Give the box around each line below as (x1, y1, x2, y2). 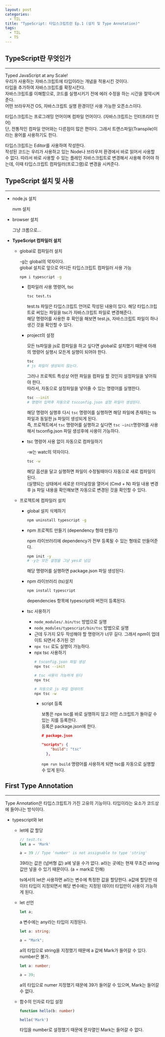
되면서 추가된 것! (43, 638, 75, 643)
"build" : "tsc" (50, 747, 82, 752)
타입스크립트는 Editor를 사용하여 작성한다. (5, 142, 85, 148)
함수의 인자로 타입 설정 (19, 998, 63, 1004)
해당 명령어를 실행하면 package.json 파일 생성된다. (27, 568, 125, 574)
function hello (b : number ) (19, 1008, 75, 1013)
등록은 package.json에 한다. (41, 723, 97, 729)
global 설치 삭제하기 (27, 508, 66, 514)
